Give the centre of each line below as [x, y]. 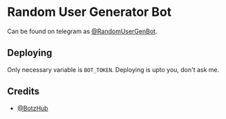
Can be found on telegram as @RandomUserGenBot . [82, 31]
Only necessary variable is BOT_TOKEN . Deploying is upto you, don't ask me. [113, 69]
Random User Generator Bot [90, 12]
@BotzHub [32, 108]
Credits [23, 92]
